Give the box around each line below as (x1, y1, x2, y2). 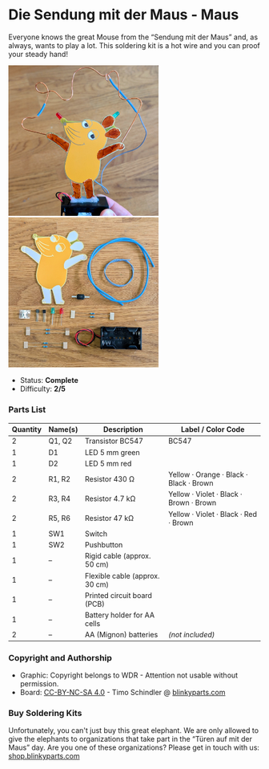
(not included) (167, 630, 215, 640)
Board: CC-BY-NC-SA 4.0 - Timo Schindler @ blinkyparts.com (19, 688, 226, 698)
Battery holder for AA (84, 610, 155, 620)
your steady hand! (8, 49, 68, 59)
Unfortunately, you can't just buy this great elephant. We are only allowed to (8, 726, 259, 735)
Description (102, 425, 143, 434)
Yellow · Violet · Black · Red (167, 509, 258, 519)
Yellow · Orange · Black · (167, 470, 248, 479)
